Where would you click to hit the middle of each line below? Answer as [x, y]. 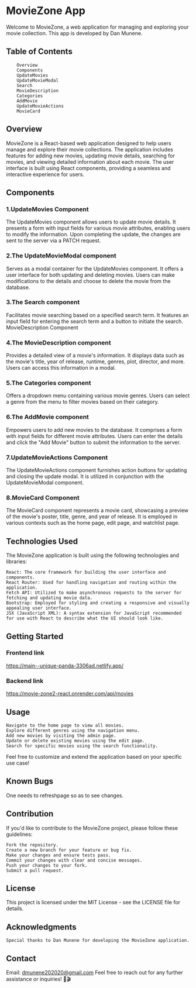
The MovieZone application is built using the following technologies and [93, 555]
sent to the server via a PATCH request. [54, 240]
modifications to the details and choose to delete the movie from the [88, 281]
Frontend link [25, 653]
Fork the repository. [32, 845]
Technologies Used [42, 541]
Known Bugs [30, 781]
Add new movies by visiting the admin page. [61, 735]
